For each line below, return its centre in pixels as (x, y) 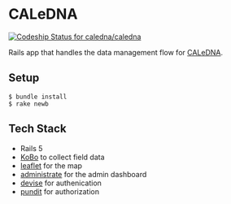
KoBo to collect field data (62, 157)
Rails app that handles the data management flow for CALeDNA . (116, 52)
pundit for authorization (60, 191)
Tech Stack (37, 129)
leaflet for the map (51, 165)
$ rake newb (28, 104)
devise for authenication (61, 183)
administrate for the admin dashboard (83, 174)
